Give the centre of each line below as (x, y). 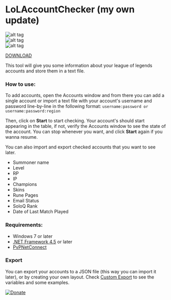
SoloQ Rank (25, 206)
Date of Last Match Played (40, 212)
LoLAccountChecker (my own (70, 10)
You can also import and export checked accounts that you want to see (81, 147)
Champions (25, 184)
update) (22, 20)
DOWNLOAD (19, 55)
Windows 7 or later (33, 236)
